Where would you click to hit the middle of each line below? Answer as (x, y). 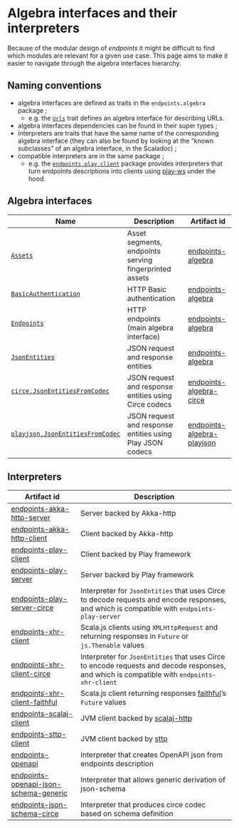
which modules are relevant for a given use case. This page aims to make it (118, 56)
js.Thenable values (112, 645)
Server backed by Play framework (137, 575)
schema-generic (39, 793)
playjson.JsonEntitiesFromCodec (66, 434)
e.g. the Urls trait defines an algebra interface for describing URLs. (126, 118)
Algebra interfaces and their (92, 13)
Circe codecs (149, 404)
